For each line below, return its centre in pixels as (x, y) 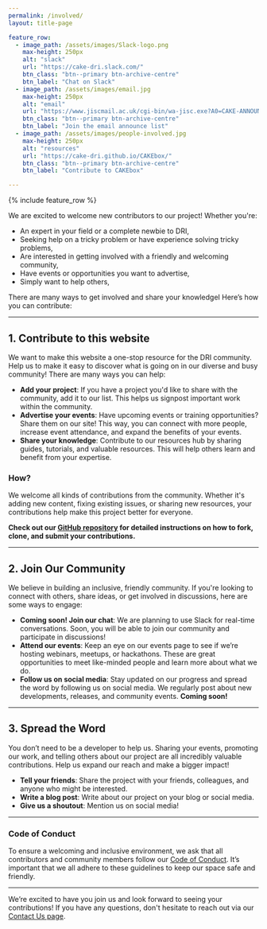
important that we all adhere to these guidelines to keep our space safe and (132, 868)
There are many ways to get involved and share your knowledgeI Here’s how (133, 297)
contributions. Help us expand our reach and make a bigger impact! (119, 764)
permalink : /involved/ (46, 16)
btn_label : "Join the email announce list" (96, 127)
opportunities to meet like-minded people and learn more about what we (138, 662)
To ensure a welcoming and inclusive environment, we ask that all (116, 851)
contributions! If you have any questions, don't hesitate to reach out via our (131, 908)
